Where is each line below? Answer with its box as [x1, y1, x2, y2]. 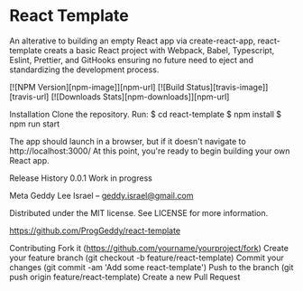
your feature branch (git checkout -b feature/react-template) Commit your [9, 252, 284, 263]
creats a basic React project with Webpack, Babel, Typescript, [43, 44, 275, 55]
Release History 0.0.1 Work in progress [9, 173, 153, 183]
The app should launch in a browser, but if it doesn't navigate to [9, 136, 246, 146]
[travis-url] [9, 91, 50, 102]
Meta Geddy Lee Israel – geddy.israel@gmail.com [9, 190, 194, 201]
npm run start [9, 118, 60, 129]
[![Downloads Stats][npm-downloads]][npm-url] [50, 91, 230, 102]
